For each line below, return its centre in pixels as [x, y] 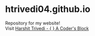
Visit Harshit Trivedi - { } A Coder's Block [47, 28]
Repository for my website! [33, 23]
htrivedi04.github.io [48, 9]
